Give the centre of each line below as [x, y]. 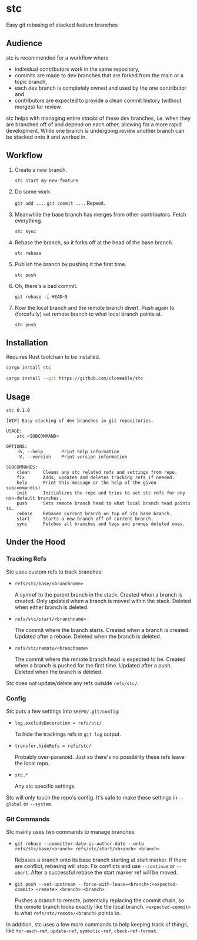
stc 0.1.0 [18, 410]
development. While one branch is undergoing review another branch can [95, 130]
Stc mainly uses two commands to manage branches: [71, 832]
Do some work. [33, 191]
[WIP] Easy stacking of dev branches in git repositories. [80, 421]
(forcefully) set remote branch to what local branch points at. [89, 314]
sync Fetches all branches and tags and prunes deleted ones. [101, 524]
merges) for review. [38, 107]
